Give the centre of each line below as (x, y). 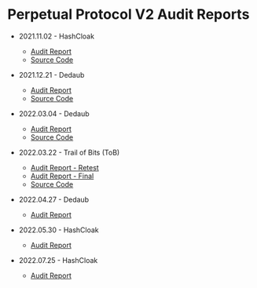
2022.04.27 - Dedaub (54, 199)
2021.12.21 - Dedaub (51, 75)
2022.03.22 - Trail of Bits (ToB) (69, 152)
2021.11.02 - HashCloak (57, 36)
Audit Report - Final (62, 176)
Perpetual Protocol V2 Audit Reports (128, 15)
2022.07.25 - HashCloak (58, 260)
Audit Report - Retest (64, 167)
